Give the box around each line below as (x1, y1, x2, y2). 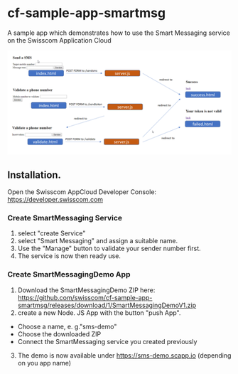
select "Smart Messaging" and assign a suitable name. (17, 237, 178, 245)
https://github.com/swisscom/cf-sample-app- (17, 293, 153, 301)
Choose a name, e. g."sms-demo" (17, 322, 117, 331)
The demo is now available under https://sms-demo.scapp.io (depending (17, 351, 232, 360)
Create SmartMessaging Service (7, 213, 123, 223)
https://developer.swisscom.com (7, 196, 104, 204)
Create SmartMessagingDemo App (7, 269, 131, 279)
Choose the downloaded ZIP (17, 329, 102, 338)
